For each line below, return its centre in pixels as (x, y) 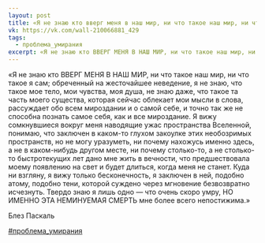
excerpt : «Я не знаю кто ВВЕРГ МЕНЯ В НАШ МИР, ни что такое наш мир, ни (132, 52)
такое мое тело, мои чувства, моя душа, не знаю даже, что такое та (123, 91)
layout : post (30, 15)
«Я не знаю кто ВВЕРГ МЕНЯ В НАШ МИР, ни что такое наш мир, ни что (129, 75)
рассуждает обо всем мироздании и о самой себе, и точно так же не (125, 108)
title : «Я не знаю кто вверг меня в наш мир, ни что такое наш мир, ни (128, 23)
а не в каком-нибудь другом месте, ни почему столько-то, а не (116, 150)
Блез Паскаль (32, 215)
